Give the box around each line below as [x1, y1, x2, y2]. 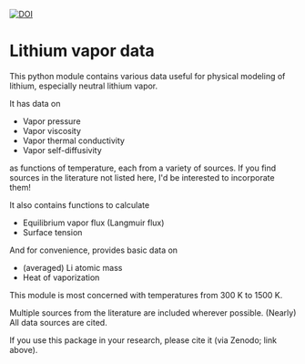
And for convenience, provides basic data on [9, 244, 178, 255]
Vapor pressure [22, 115, 81, 127]
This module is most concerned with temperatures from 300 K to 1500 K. [9, 289, 283, 300]
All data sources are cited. [9, 317, 107, 328]
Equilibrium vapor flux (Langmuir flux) [22, 217, 165, 228]
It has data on [9, 98, 61, 109]
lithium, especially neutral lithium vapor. [9, 80, 158, 91]
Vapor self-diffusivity [22, 144, 102, 155]
